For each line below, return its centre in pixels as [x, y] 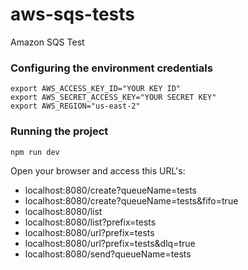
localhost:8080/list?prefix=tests [90, 222]
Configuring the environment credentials [111, 68]
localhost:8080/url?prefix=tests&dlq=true [110, 243]
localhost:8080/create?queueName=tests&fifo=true [131, 200]
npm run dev [35, 152]
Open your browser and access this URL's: [98, 170]
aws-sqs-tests [73, 14]
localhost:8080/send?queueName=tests [108, 254]
